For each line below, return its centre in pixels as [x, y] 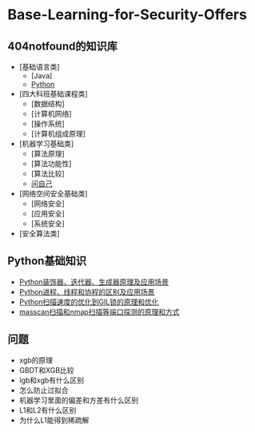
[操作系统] [48, 124]
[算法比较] [48, 174]
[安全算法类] [40, 234]
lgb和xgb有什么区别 [52, 380]
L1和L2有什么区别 [48, 410]
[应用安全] [48, 214]
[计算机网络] [51, 114]
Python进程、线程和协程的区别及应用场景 [87, 291]
